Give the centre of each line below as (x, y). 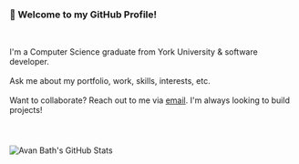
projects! (26, 110)
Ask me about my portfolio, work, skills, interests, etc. (110, 81)
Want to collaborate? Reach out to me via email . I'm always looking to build (149, 100)
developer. (30, 62)
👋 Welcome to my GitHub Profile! (83, 15)
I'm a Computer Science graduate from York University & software (134, 52)
